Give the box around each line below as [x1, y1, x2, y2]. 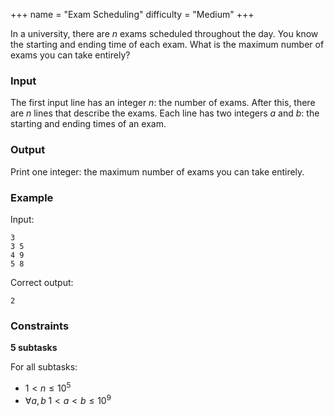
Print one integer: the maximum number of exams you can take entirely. [10, 165, 305, 178]
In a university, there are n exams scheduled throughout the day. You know [10, 28, 319, 39]
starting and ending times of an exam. [10, 118, 167, 130]
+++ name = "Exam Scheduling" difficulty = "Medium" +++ [10, 9, 255, 20]
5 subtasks [10, 342, 58, 354]
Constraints [10, 319, 70, 333]
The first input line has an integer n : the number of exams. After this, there [10, 97, 316, 109]
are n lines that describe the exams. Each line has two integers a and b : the [10, 107, 320, 119]
